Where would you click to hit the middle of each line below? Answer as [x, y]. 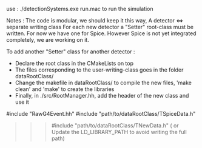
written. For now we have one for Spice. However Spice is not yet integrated [101, 33]
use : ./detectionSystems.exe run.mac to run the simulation [80, 9]
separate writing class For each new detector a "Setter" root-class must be [100, 27]
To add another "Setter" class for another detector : [71, 52]
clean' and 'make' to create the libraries [65, 89]
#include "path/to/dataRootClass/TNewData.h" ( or [115, 126]
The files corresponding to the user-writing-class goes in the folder [99, 70]
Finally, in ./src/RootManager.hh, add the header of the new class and [102, 96]
